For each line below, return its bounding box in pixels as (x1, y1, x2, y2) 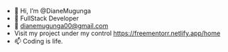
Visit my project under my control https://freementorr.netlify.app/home (13, 29, 221, 37)
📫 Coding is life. (13, 37, 63, 45)
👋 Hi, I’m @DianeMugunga (13, 7, 91, 15)
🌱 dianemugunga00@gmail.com (13, 22, 109, 30)
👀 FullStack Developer (13, 14, 80, 22)
